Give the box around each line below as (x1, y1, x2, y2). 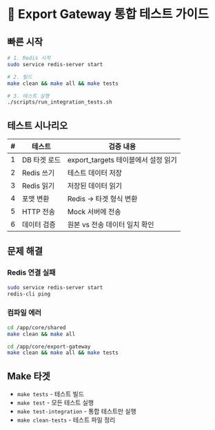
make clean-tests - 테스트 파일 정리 (17, 416, 116, 424)
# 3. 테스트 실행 (7, 92, 50, 99)
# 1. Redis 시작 (7, 55, 51, 61)
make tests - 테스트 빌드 (17, 390, 85, 398)
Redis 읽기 (21, 181, 55, 190)
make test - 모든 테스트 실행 (17, 398, 94, 407)
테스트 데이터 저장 (67, 168, 123, 178)
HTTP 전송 (21, 207, 55, 217)
